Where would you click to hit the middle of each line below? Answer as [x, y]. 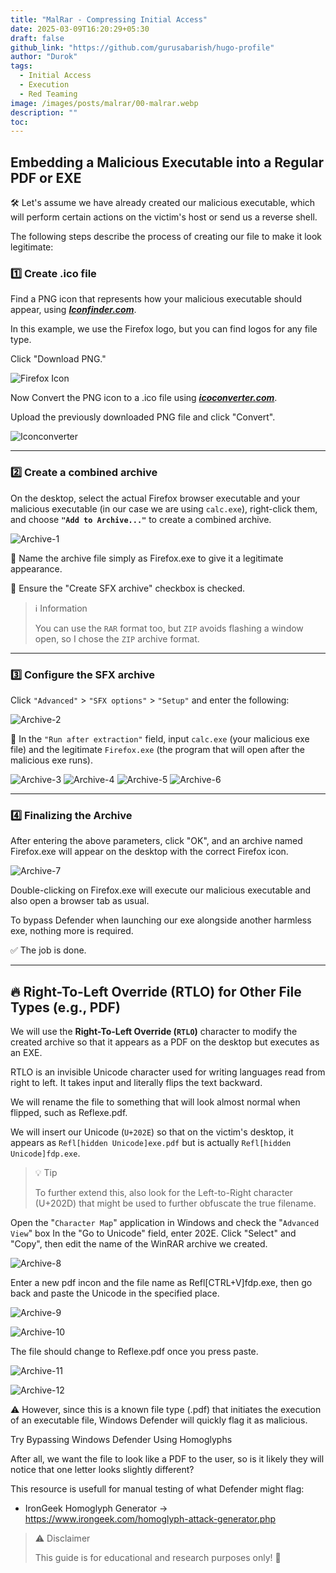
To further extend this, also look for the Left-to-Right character [163, 1193]
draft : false [37, 38]
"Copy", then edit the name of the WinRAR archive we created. [139, 1244]
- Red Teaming [48, 94]
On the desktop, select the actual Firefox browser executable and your [155, 498]
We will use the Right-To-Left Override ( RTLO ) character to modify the [154, 1032]
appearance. [36, 568]
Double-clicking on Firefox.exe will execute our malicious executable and [161, 890]
